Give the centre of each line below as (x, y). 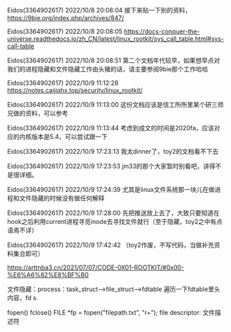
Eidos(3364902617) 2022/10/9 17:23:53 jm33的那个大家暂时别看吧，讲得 (111, 166)
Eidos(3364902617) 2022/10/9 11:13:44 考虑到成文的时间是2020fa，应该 (111, 128)
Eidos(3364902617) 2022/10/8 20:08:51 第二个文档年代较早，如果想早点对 (114, 60)
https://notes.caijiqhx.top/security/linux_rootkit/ (75, 90)
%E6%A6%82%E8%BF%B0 (48, 275)
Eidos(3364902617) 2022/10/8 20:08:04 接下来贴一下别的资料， (100, 10)
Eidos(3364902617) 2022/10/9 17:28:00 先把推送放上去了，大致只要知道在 (113, 213)
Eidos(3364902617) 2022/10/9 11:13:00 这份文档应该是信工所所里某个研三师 (115, 105)
